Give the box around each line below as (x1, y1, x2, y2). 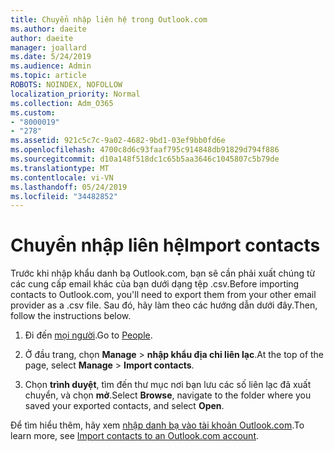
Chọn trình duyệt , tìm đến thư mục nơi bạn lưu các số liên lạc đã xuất (24, 379, 312, 391)
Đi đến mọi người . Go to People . (24, 329, 153, 341)
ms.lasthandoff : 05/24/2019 (10, 182, 128, 192)
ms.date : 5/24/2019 (10, 52, 92, 62)
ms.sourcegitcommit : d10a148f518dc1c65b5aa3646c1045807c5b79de (10, 154, 280, 164)
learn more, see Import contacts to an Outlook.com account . (10, 430, 260, 442)
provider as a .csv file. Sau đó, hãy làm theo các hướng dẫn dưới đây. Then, (10, 299, 318, 311)
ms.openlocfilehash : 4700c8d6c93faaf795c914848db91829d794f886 (10, 145, 280, 155)
